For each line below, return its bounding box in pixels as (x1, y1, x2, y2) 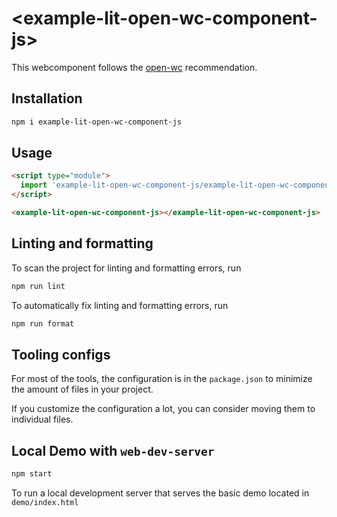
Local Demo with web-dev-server (11, 442, 215, 459)
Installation (11, 90, 83, 107)
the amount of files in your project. (11, 383, 154, 396)
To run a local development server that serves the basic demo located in (11, 487, 310, 499)
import (20, 180, 48, 191)
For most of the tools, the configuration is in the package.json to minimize (11, 373, 313, 385)
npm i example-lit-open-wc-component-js (11, 117, 183, 127)
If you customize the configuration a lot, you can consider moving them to (11, 403, 316, 415)
